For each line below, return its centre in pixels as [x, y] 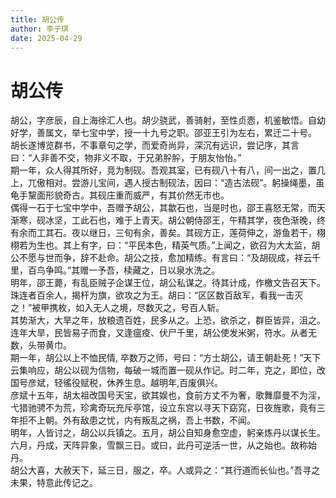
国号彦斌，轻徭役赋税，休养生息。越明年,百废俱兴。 [117, 383]
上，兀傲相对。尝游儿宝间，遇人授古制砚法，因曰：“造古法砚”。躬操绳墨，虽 [167, 183]
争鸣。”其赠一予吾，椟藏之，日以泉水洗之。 [132, 270]
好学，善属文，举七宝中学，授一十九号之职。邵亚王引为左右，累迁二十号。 [163, 133]
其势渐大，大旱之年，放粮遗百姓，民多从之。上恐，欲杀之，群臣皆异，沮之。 [168, 320]
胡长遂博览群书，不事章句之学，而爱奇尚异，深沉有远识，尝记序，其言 [155, 145]
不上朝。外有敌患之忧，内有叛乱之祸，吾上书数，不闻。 [141, 420]
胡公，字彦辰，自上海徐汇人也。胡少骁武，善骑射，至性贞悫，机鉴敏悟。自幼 [168, 120]
